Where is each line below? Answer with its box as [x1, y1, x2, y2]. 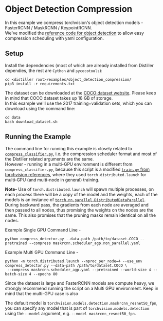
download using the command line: [5, 105, 75, 111]
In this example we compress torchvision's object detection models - [5, 20, 144, 25]
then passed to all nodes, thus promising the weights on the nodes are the [5, 207, 154, 213]
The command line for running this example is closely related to [5, 145, 132, 151]
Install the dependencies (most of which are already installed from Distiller [5, 62, 154, 68]
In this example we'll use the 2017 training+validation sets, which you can [5, 100, 152, 106]
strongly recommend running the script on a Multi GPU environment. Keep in [5, 285, 159, 291]
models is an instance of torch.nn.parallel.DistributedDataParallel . [5, 197, 146, 203]
